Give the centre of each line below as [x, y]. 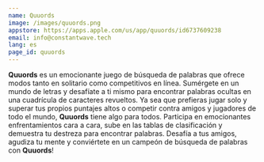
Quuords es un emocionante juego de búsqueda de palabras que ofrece [126, 75]
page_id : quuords [37, 52]
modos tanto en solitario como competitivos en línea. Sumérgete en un [124, 83]
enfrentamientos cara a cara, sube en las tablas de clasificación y [115, 125]
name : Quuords [32, 15]
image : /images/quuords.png [55, 23]
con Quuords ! [31, 150]
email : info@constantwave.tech [60, 38]
